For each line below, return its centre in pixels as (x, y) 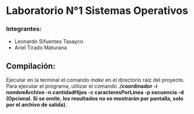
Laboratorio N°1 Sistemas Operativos (97, 11)
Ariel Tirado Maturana (40, 48)
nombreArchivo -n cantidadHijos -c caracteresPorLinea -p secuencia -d (95, 92)
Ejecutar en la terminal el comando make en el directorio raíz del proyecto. (95, 80)
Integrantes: (24, 29)
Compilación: (31, 66)
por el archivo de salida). (37, 105)
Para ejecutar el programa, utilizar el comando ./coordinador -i (82, 86)
